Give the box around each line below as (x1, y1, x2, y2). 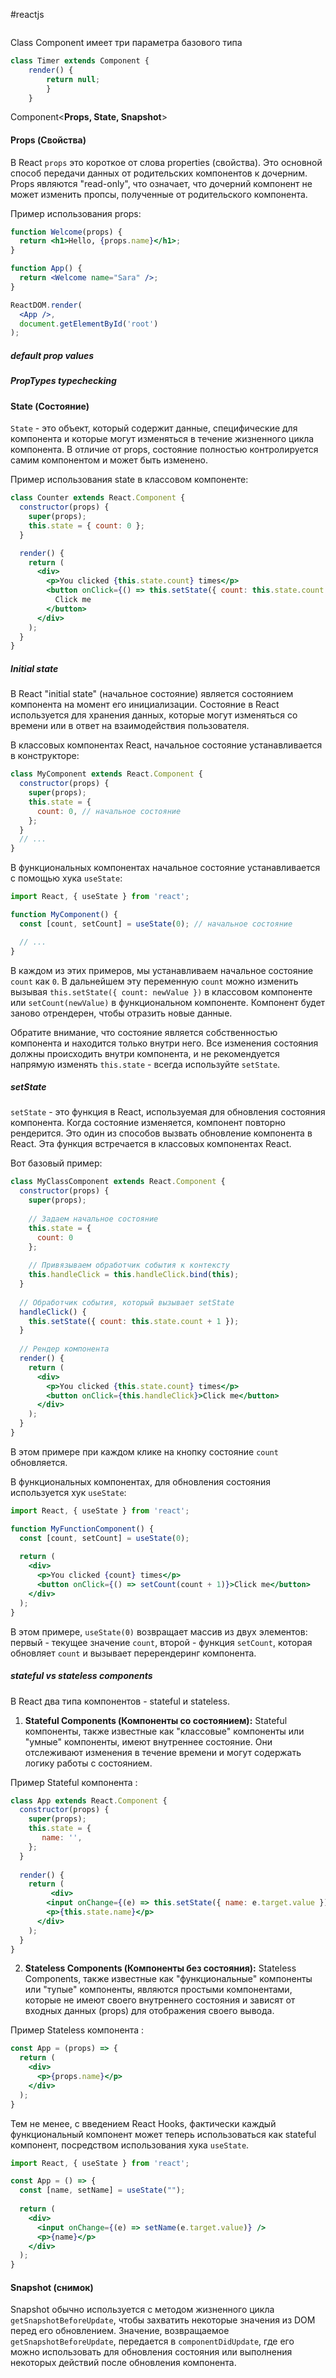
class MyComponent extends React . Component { (10, 769, 203, 779)
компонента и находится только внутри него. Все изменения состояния (10, 1037, 319, 1049)
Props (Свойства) (10, 134, 87, 146)
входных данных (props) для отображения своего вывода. (24, 2005, 275, 2017)
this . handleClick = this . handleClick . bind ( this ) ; (28, 1270, 240, 1280)
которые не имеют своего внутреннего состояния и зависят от (24, 1994, 296, 2006)
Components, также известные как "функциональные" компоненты (24, 1973, 313, 1985)
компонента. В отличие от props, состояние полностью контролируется (10, 444, 319, 456)
